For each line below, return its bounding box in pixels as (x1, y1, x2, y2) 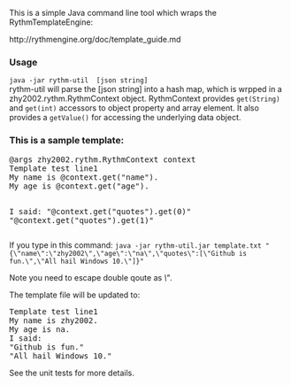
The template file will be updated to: (9, 289, 141, 300)
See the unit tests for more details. (9, 367, 135, 378)
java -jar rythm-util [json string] (9, 76, 149, 85)
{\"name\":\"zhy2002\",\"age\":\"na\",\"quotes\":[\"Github (9, 249, 236, 258)
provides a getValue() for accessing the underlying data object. (9, 112, 241, 123)
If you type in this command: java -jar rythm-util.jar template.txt (9, 239, 263, 250)
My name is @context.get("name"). (9, 172, 159, 182)
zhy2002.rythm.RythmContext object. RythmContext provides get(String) (9, 93, 280, 104)
